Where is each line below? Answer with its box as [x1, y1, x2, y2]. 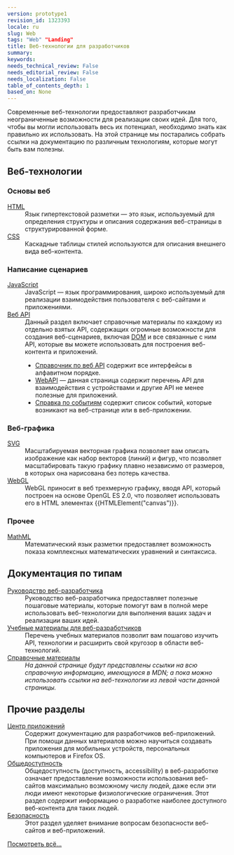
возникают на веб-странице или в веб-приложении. [34, 406, 192, 415]
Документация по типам [7, 567, 123, 579]
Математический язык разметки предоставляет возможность [25, 539, 212, 548]
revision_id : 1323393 [7, 17, 71, 24]
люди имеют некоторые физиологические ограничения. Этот [25, 789, 209, 797]
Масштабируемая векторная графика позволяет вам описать [25, 447, 209, 455]
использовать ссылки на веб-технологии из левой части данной [25, 675, 220, 684]
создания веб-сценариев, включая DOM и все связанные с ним [25, 332, 217, 341]
